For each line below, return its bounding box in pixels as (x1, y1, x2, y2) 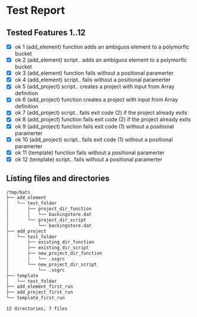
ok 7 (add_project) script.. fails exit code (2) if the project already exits (14, 109, 187, 117)
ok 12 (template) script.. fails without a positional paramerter (14, 156, 162, 163)
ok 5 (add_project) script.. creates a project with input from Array (14, 83, 174, 90)
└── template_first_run (6, 295, 65, 301)
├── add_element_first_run (6, 284, 73, 290)
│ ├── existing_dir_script (6, 245, 89, 251)
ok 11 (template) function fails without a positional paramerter (14, 149, 165, 156)
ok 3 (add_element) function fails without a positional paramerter (14, 69, 174, 77)
